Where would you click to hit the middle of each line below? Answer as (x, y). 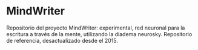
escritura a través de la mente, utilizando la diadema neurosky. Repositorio (99, 34)
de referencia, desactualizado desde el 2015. (62, 40)
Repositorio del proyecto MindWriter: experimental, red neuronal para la (96, 28)
